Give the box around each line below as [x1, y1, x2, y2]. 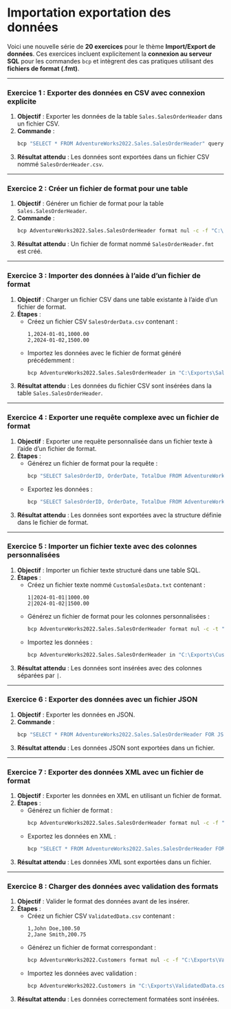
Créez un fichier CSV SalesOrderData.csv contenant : [27, 317, 178, 326]
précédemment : [27, 356, 74, 364]
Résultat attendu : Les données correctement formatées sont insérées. [16, 995, 220, 1003]
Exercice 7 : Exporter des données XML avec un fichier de [7, 767, 204, 777]
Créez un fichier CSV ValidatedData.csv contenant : [27, 912, 175, 920]
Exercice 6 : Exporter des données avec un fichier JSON [7, 695, 198, 704]
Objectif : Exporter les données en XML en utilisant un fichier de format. [16, 792, 222, 800]
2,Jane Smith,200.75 [27, 931, 87, 939]
